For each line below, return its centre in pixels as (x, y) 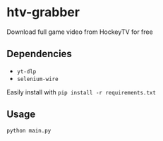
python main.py (29, 130)
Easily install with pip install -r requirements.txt (81, 92)
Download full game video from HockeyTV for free (80, 32)
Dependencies (39, 54)
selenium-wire (37, 79)
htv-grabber (43, 12)
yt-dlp (26, 71)
